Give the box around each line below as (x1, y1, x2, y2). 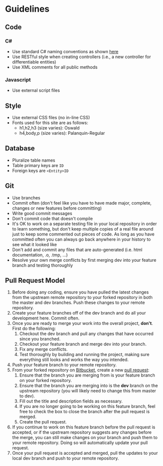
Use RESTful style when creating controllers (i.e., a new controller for (12, 54, 151, 60)
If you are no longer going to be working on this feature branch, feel (19, 403, 156, 409)
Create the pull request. (19, 419, 67, 425)
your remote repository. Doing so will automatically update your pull (12, 440, 148, 445)
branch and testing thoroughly (12, 262, 73, 268)
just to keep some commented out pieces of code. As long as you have (12, 231, 155, 237)
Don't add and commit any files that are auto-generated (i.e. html (12, 247, 143, 253)
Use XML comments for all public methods (12, 64, 98, 70)
